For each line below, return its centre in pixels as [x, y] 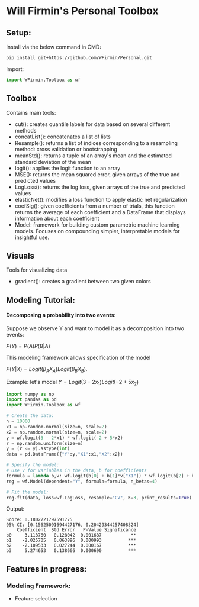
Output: [15, 509]
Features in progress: [46, 569]
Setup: [19, 33]
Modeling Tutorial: [41, 300]
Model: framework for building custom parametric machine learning [97, 225]
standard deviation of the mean [53, 162]
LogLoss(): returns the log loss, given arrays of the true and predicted [100, 187]
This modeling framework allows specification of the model [78, 357]
